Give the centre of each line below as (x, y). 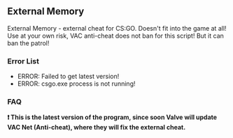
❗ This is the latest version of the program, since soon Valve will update (112, 117)
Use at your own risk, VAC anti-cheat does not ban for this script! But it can (115, 36)
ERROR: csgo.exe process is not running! (76, 84)
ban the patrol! (28, 43)
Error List (23, 61)
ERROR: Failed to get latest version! (68, 77)
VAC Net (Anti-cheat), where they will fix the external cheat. (97, 128)
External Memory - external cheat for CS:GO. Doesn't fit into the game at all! (117, 28)
